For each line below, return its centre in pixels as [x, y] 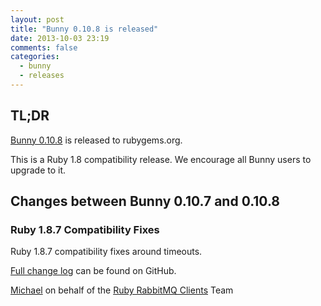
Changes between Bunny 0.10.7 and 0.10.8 [145, 201]
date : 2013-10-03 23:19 [60, 38]
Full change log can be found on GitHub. [93, 271]
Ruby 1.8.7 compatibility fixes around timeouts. [106, 252]
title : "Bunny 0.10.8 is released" [84, 29]
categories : [35, 57]
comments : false [44, 47]
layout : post [37, 19]
